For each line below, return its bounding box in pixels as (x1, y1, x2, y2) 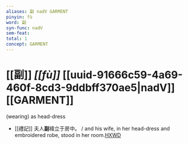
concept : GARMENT (6, 42, 48, 47)
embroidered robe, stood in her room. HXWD (14, 131, 121, 138)
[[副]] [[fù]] (6, 68, 61, 82)
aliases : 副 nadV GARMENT (6, 8, 68, 15)
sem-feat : (6, 30, 30, 36)
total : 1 (6, 36, 27, 42)
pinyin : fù (6, 14, 33, 20)
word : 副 (6, 19, 26, 25)
